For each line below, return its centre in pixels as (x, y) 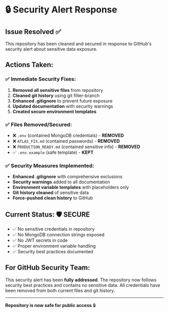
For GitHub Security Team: (48, 268)
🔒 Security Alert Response (61, 10)
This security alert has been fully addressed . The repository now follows (81, 280)
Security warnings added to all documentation (61, 182)
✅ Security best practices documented (53, 252)
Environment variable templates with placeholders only (71, 187)
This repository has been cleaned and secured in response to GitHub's (78, 44)
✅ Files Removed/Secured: (38, 125)
